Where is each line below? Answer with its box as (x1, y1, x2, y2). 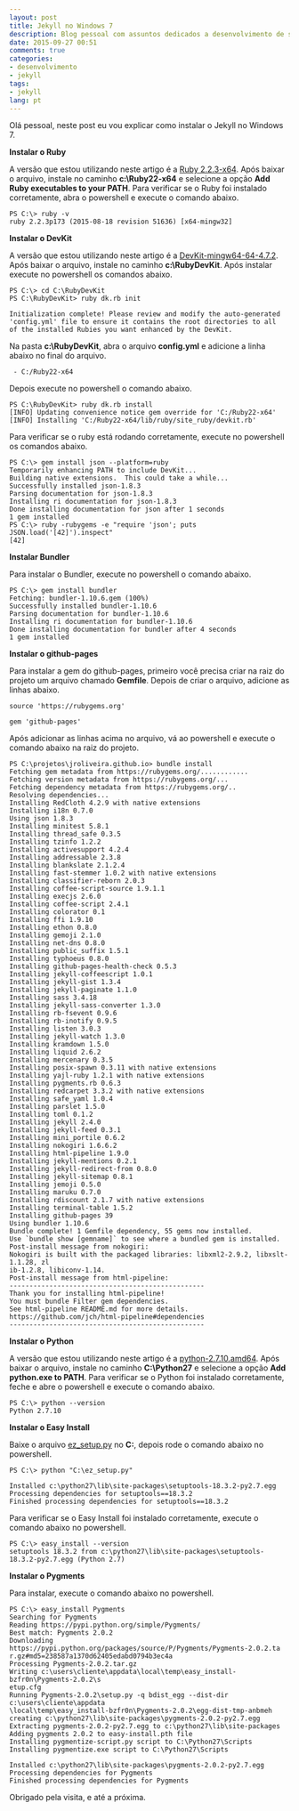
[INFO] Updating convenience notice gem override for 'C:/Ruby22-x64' (9, 408, 277, 417)
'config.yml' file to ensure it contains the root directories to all (9, 318, 277, 327)
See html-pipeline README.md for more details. (9, 1305, 190, 1314)
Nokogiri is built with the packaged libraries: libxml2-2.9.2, (9, 1250, 253, 1259)
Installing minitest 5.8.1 (9, 822, 109, 831)
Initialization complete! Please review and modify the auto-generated (9, 310, 280, 319)
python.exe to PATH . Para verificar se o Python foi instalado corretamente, (9, 1372, 285, 1383)
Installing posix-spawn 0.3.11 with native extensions (9, 1063, 217, 1072)
